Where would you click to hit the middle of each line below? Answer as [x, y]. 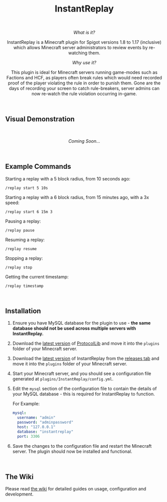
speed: [12, 203]
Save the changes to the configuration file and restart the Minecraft [82, 446]
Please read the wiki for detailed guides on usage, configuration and [76, 489]
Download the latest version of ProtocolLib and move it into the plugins [86, 343]
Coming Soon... [84, 141]
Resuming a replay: [25, 240]
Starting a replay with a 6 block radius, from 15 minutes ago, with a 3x [77, 197]
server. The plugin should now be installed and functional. [72, 451]
